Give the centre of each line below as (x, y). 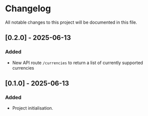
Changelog (28, 9)
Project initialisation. (32, 108)
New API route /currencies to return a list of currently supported (78, 63)
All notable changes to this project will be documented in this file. (71, 22)
